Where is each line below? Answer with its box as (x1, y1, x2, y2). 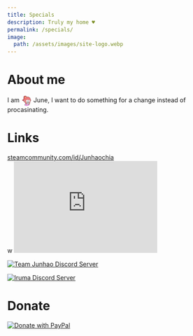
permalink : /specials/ (7, 26, 73, 33)
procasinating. (7, 106, 49, 114)
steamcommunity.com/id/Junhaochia (7, 153, 114, 161)
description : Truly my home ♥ (7, 18, 96, 26)
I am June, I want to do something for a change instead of (7, 95, 187, 104)
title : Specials (7, 11, 55, 18)
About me (7, 72, 66, 87)
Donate (7, 298, 50, 314)
